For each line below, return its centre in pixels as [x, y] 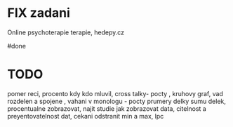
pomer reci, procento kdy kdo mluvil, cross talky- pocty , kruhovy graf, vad [115, 93]
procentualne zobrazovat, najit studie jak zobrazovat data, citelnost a [107, 108]
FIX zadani [39, 13]
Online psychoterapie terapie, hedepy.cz [66, 32]
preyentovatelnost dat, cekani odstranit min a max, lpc [86, 116]
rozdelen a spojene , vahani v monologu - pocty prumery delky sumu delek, [117, 101]
